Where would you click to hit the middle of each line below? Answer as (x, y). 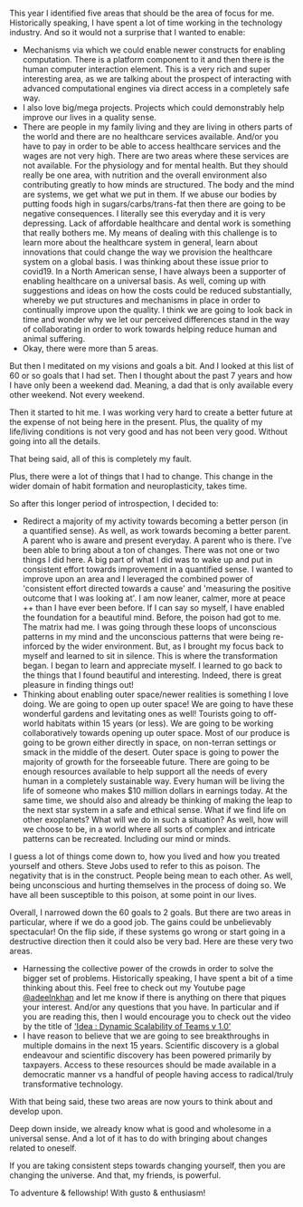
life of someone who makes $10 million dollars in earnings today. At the (155, 791)
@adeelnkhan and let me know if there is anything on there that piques (154, 997)
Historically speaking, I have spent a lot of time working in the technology (146, 23)
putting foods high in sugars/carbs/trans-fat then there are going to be (154, 204)
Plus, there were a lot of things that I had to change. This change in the (141, 476)
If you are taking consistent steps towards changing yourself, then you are (147, 1165)
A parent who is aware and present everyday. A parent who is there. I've (157, 540)
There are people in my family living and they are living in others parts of (157, 127)
